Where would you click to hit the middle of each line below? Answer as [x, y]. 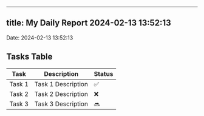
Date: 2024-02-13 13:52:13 [40, 38]
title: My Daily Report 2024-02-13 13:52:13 [89, 23]
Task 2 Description [61, 94]
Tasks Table [29, 57]
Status [104, 73]
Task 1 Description [61, 84]
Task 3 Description [61, 104]
